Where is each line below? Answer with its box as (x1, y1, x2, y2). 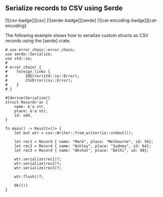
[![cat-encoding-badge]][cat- (97, 17, 158, 23)
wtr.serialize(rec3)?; (14, 165, 62, 170)
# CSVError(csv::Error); (5, 77, 73, 83)
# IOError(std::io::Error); (5, 73, 80, 78)
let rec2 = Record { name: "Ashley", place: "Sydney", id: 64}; (14, 143, 151, 148)
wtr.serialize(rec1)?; (14, 156, 62, 161)
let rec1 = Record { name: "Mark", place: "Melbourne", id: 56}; (14, 139, 154, 144)
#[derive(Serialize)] (5, 95, 51, 100)
